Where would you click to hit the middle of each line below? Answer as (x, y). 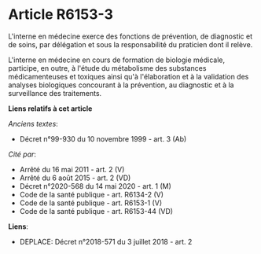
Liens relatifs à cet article (50, 109)
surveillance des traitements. (55, 93)
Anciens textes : (33, 123)
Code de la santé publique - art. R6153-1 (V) (91, 203)
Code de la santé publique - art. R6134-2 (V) (91, 194)
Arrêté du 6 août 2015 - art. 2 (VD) (75, 178)
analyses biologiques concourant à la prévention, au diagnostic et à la (121, 85)
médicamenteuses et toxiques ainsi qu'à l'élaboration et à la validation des (129, 76)
